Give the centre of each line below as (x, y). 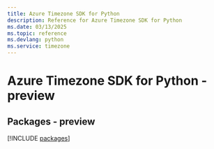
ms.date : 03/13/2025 (37, 27)
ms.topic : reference (37, 33)
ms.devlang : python (36, 40)
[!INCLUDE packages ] (39, 138)
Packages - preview (51, 121)
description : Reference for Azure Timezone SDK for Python (95, 20)
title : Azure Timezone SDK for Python (63, 14)
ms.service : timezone (39, 46)
